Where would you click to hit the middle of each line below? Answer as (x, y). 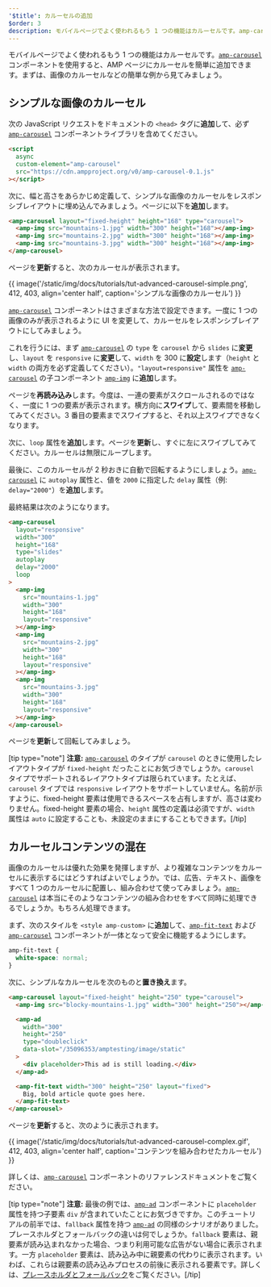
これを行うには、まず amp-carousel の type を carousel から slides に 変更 (131, 347)
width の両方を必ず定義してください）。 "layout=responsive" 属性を (119, 367)
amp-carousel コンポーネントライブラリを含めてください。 (105, 134)
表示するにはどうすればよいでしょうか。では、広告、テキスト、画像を (146, 878)
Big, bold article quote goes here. (85, 1094)
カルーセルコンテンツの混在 (77, 847)
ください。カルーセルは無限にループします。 (82, 452)
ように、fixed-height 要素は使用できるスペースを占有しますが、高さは (131, 799)
